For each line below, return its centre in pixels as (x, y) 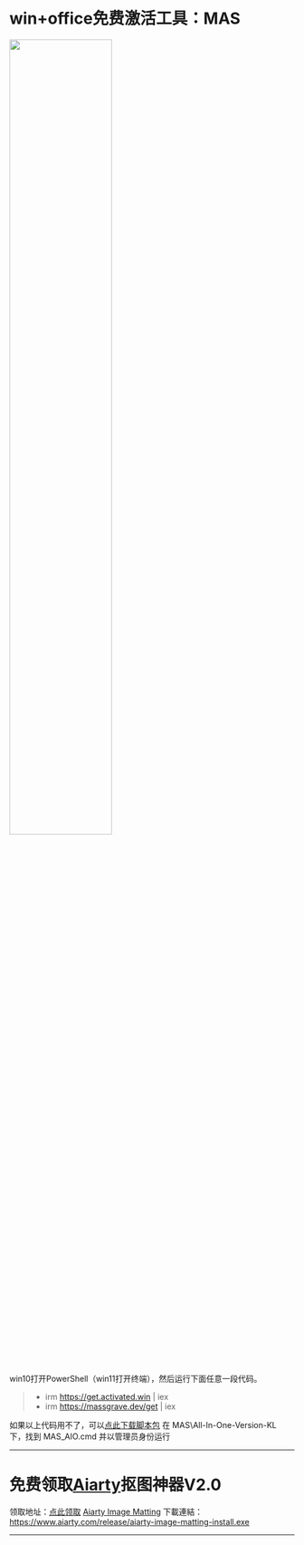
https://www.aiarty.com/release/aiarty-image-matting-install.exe (130, 1521)
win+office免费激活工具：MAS (125, 19)
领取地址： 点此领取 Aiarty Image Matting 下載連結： (106, 1511)
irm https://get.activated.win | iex (107, 1396)
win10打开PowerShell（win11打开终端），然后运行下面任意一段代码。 (136, 1378)
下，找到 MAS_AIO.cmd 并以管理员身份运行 (90, 1436)
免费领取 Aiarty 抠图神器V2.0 (115, 1485)
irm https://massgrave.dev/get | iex (110, 1406)
